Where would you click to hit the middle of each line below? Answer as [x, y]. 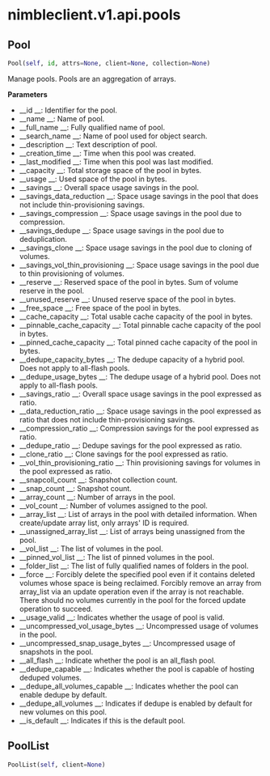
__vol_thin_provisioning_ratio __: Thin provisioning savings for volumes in [139, 462]
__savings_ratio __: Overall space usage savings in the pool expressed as [140, 393]
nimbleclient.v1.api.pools [94, 15]
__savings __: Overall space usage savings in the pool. [109, 187]
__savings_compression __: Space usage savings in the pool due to [130, 213]
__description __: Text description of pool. [88, 144]
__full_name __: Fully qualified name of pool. [92, 127]
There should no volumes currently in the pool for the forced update [133, 600]
